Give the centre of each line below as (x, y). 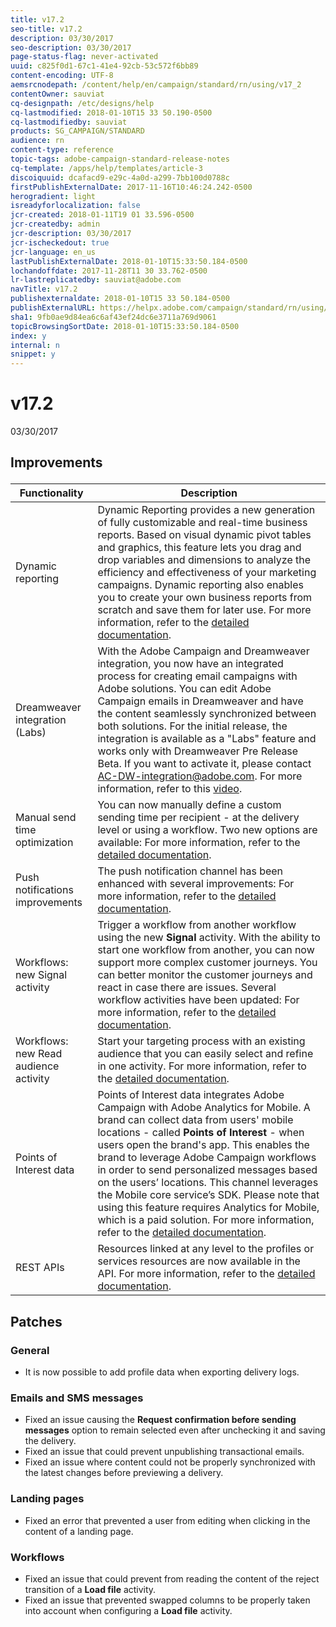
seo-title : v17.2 (46, 29)
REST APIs (40, 1268)
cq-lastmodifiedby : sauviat (69, 122)
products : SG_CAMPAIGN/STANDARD (77, 131)
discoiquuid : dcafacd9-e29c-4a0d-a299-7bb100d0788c (120, 177)
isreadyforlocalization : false (75, 206)
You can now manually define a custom (189, 805)
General (30, 1350)
